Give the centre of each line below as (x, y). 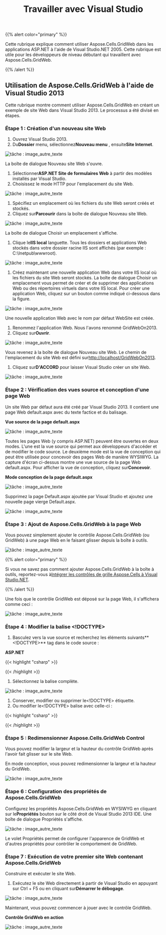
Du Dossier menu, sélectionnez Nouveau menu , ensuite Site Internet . (83, 145)
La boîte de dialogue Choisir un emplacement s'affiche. (61, 233)
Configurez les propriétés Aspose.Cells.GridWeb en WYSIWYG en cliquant (81, 808)
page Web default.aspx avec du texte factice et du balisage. (66, 412)
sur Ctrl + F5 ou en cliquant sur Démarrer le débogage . (68, 889)
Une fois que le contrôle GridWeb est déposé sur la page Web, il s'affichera (82, 599)
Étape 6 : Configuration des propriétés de (56, 791)
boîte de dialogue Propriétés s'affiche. (44, 819)
